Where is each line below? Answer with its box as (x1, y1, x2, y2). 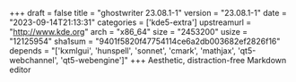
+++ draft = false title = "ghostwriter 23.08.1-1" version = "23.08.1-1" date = (9, 8, 287, 18)
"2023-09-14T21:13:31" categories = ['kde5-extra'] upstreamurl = (9, 17, 252, 28)
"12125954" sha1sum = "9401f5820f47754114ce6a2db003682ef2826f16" (9, 36, 281, 46)
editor (9, 64, 31, 75)
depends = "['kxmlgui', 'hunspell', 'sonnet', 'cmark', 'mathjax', (9, 45, 236, 56)
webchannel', (9, 55, 59, 65)
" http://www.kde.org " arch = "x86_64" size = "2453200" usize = (9, 27, 248, 37)
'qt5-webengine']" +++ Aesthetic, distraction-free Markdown (60, 55, 287, 65)
